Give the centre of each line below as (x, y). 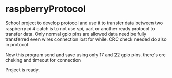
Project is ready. (23, 70)
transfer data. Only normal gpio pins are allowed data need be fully (76, 34)
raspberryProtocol (45, 9)
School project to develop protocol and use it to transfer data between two (84, 23)
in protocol (17, 44)
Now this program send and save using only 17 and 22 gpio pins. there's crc (85, 55)
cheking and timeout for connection (43, 60)
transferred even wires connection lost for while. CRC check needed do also (86, 39)
